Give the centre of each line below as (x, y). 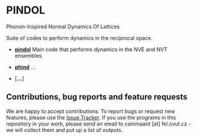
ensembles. (29, 55)
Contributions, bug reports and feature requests (97, 97)
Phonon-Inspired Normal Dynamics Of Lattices (63, 27)
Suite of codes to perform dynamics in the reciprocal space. (79, 38)
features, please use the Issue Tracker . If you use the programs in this (91, 117)
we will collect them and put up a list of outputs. (64, 130)
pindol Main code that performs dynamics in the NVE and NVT (91, 49)
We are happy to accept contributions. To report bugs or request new (91, 111)
